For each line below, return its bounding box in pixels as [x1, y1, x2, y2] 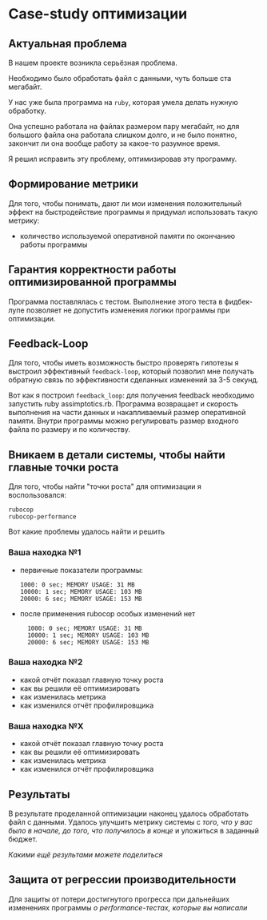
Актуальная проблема [8, 37, 128, 50]
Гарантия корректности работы [8, 263, 177, 276]
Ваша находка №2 [8, 656, 83, 668]
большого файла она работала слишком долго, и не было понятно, [8, 130, 237, 139]
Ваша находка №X [8, 720, 84, 732]
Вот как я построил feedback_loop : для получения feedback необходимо [8, 390, 255, 401]
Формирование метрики [8, 177, 138, 191]
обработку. [8, 106, 46, 115]
